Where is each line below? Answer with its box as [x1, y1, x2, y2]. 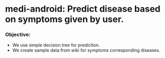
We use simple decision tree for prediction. [12, 42, 100, 48]
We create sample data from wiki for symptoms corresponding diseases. [12, 47, 161, 53]
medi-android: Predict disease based [5, 3, 161, 15]
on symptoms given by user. [5, 14, 124, 25]
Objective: [5, 31, 31, 38]
